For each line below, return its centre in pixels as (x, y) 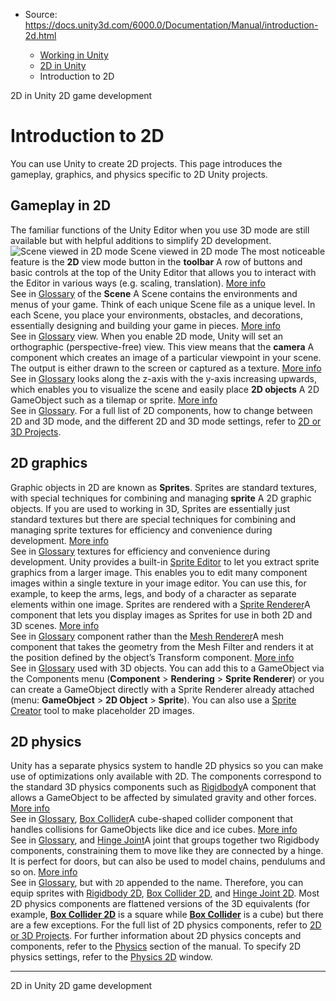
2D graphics (49, 463)
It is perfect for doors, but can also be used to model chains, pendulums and (168, 861)
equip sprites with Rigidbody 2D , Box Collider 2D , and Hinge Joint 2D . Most (165, 893)
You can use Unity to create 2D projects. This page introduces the (146, 163)
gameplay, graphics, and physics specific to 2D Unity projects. (139, 174)
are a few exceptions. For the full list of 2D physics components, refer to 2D (166, 925)
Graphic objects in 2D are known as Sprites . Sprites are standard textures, (164, 487)
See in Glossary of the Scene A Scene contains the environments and (154, 293)
